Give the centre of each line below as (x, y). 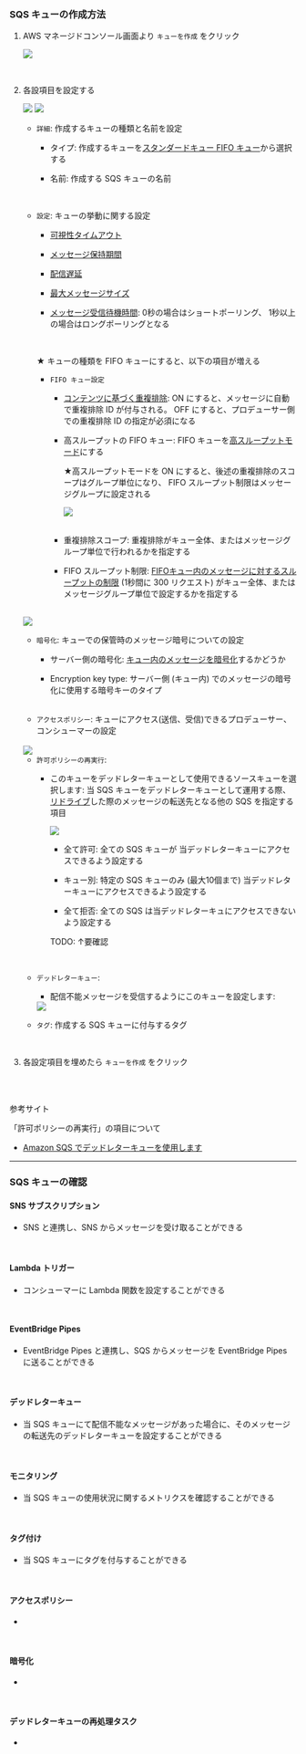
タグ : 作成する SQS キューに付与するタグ (112, 1025)
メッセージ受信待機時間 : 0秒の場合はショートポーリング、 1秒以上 (173, 313)
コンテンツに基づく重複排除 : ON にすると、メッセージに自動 (176, 398)
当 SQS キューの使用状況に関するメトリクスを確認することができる (148, 1498)
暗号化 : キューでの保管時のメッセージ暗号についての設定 (140, 640)
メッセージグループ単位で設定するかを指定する (151, 594)
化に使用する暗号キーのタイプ (106, 690)
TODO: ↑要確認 (79, 942)
